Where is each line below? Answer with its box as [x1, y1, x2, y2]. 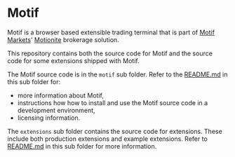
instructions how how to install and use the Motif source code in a [17, 98, 208, 107]
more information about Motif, [17, 91, 104, 100]
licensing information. [17, 114, 81, 122]
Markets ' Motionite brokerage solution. [7, 35, 119, 43]
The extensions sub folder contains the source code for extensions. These [7, 127, 222, 135]
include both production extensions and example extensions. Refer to [7, 135, 208, 143]
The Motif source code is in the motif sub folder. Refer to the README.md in [7, 70, 228, 78]
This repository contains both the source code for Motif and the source [7, 49, 213, 57]
